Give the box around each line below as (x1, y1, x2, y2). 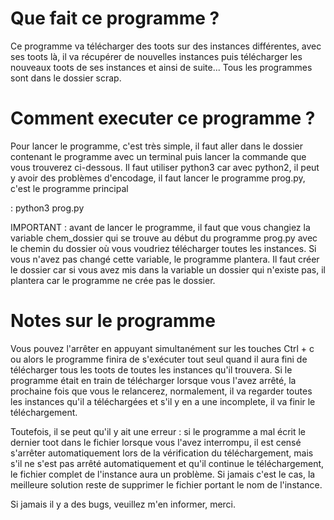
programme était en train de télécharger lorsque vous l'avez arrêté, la (10, 374, 297, 386)
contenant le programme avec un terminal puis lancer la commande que (10, 150, 307, 162)
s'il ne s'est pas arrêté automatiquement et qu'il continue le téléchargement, (10, 457, 325, 469)
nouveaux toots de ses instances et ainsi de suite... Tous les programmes (10, 61, 313, 73)
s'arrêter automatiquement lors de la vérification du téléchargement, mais (10, 447, 314, 459)
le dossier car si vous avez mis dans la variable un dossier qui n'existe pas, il (10, 263, 326, 276)
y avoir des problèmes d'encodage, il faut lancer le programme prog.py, (10, 172, 306, 184)
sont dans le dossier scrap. (10, 72, 122, 84)
